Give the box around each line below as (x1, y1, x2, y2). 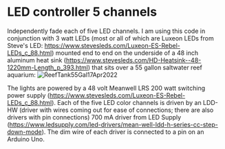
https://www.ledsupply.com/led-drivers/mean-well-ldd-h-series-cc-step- (9, 120, 218, 128)
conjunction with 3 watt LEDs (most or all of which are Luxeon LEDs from (7, 34, 215, 42)
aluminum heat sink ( (7, 56, 67, 64)
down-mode (7, 128, 43, 136)
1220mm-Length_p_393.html (7, 63, 88, 71)
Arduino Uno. (7, 135, 45, 143)
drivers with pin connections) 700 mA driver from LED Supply (7, 113, 182, 121)
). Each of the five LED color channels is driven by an (51, 98, 202, 106)
